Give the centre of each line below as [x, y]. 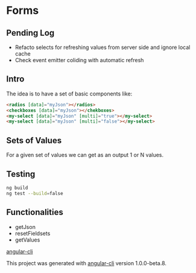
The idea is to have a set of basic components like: [69, 94]
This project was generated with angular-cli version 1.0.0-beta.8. [87, 263]
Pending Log [30, 33]
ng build [17, 188]
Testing [21, 174]
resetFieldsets [33, 233]
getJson [25, 226]
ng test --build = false [35, 193]
